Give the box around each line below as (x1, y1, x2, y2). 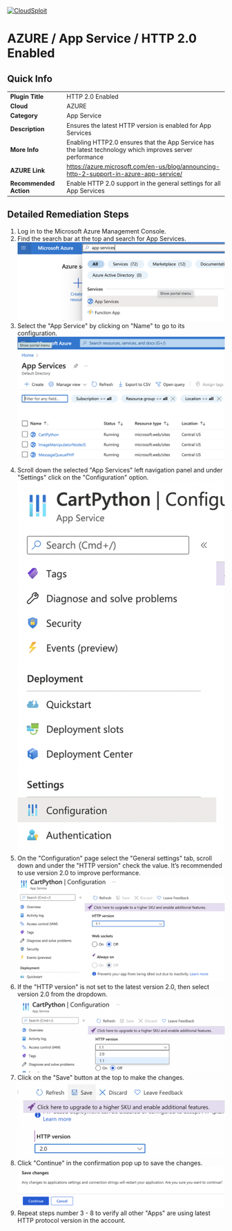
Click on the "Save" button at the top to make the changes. (17, 1073, 185, 1082)
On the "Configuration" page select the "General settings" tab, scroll (17, 854, 213, 863)
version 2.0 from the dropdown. (17, 990, 108, 998)
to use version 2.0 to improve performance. (17, 869, 142, 877)
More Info (10, 145, 39, 153)
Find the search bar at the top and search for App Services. (17, 234, 186, 242)
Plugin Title (10, 92, 44, 100)
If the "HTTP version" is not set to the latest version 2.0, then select (17, 982, 209, 991)
